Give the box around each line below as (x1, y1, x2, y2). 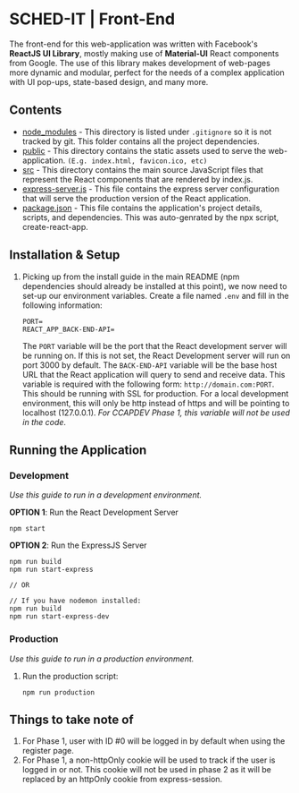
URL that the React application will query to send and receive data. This (21, 369, 286, 379)
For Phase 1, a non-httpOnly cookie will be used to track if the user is (21, 755, 276, 765)
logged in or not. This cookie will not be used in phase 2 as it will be (21, 764, 272, 775)
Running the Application (9, 442, 147, 457)
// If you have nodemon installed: (9, 596, 142, 606)
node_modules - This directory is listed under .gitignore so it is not (21, 126, 272, 137)
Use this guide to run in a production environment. (9, 653, 195, 664)
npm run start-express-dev (9, 612, 110, 621)
